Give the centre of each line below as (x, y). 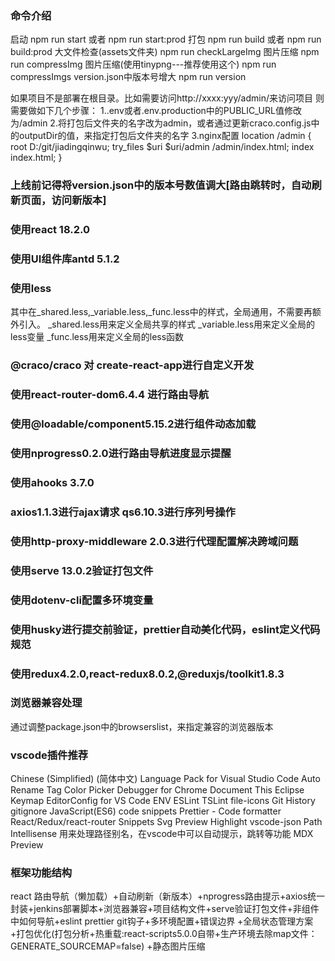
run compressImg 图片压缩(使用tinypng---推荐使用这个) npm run (143, 64)
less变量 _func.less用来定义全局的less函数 (97, 337)
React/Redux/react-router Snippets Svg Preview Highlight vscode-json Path (166, 822)
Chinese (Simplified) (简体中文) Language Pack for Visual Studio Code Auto (165, 779)
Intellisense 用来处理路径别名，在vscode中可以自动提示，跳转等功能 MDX (162, 834)
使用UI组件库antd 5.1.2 (65, 259)
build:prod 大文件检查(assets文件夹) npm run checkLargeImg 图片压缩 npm (165, 52)
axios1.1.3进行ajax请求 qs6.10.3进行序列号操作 (123, 512)
